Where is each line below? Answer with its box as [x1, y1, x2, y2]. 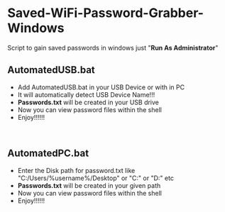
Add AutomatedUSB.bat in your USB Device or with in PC [17, 83, 185, 91]
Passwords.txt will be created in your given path [17, 181, 161, 189]
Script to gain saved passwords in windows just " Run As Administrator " [7, 43, 219, 52]
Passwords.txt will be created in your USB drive [17, 98, 160, 106]
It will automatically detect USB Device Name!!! [17, 90, 155, 99]
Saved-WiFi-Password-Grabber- [7, 5, 204, 21]
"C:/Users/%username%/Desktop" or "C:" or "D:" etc [17, 174, 174, 182]
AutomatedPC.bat [7, 147, 89, 160]
